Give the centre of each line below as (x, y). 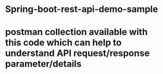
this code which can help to (63, 43)
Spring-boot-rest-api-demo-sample (82, 9)
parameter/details (43, 64)
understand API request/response (77, 53)
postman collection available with (76, 32)
